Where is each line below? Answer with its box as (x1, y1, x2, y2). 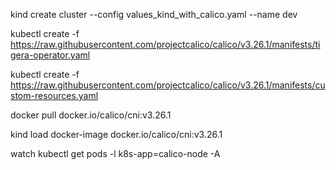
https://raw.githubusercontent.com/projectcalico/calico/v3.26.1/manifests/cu (10, 79, 326, 91)
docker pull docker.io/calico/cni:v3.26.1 (10, 109, 172, 121)
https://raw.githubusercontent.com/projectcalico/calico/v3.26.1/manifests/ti (10, 39, 321, 50)
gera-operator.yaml (10, 49, 91, 61)
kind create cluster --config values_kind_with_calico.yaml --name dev (10, 9, 298, 20)
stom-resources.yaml (10, 90, 99, 101)
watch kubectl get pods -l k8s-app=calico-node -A (10, 148, 221, 159)
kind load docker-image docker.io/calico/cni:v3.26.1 (10, 129, 223, 140)
